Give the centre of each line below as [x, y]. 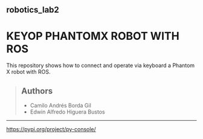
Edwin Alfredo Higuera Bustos [67, 112]
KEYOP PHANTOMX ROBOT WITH [93, 36]
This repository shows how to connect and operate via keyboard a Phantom [101, 65]
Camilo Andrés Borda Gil [61, 106]
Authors [37, 91]
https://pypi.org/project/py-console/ [51, 129]
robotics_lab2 [33, 10]
